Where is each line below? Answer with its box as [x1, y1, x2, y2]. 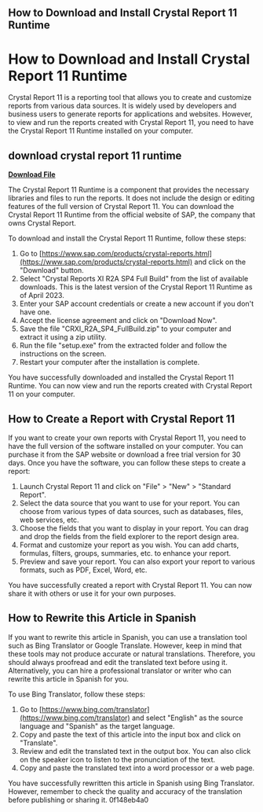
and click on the [194, 257, 246, 266]
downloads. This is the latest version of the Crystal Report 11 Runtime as [19, 282, 253, 292]
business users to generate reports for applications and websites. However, [8, 109, 253, 119]
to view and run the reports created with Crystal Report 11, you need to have [8, 118, 254, 127]
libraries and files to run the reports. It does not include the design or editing [8, 193, 255, 203]
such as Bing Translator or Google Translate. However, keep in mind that [8, 641, 242, 650]
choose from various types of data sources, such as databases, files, [19, 506, 243, 516]
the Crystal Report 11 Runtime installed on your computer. [8, 126, 194, 136]
